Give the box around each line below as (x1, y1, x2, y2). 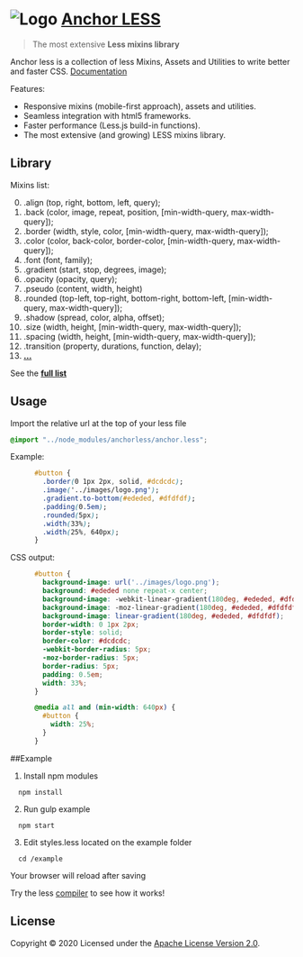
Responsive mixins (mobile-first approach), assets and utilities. (22, 100, 257, 112)
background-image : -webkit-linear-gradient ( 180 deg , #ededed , (42, 595, 277, 604)
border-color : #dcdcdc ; (42, 636, 131, 646)
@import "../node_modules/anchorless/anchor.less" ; (10, 435, 208, 444)
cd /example (18, 854, 64, 863)
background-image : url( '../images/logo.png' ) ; (42, 578, 220, 588)
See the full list (10, 368, 67, 378)
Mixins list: (10, 179, 50, 190)
